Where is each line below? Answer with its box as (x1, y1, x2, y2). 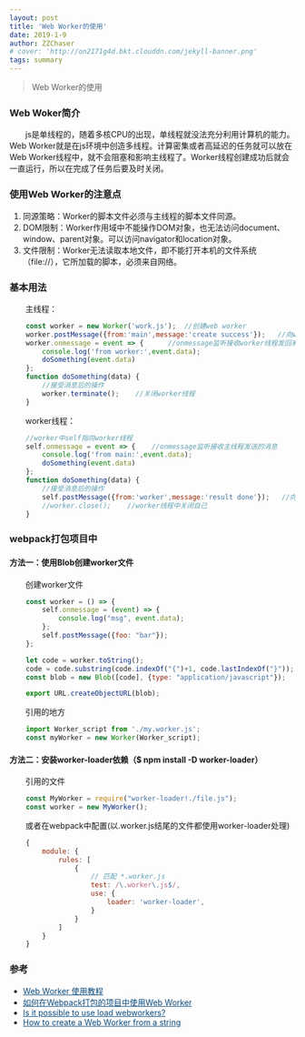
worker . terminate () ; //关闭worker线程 (42, 388, 195, 398)
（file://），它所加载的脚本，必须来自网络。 (22, 256, 182, 267)
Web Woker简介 (9, 106, 81, 119)
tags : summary (9, 55, 64, 65)
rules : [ (57, 855, 92, 864)
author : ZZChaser (9, 38, 75, 48)
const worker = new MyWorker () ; (25, 802, 148, 812)
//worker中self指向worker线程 (25, 433, 133, 442)
